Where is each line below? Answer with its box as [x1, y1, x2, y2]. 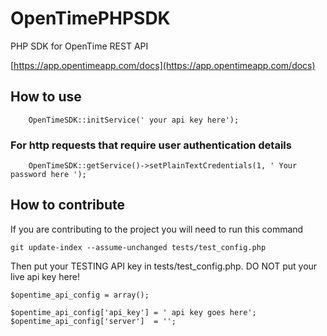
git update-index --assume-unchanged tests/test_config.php [10, 242, 267, 252]
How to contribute [10, 197, 126, 214]
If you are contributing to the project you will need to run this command [10, 223, 304, 235]
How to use [10, 88, 82, 106]
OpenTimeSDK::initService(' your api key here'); [28, 115, 240, 125]
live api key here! [10, 270, 80, 282]
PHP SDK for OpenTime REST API [10, 40, 149, 52]
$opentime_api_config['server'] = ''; [10, 316, 177, 326]
